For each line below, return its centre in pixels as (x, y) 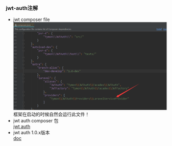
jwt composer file (31, 19)
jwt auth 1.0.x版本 (31, 133)
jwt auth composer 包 (36, 121)
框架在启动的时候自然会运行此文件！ (51, 114)
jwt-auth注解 (22, 8)
